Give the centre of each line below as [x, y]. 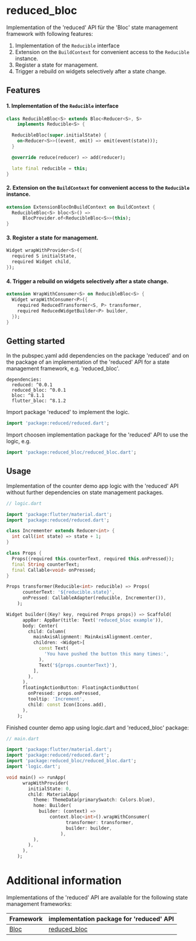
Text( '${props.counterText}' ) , [78, 665]
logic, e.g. [19, 441]
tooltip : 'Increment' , [57, 699]
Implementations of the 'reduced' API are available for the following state [97, 897]
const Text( [54, 648]
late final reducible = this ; [50, 168]
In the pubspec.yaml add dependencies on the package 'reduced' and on [98, 356]
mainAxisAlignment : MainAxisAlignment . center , [93, 637]
